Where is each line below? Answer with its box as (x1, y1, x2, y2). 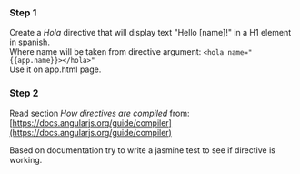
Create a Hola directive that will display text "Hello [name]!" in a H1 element (9, 27, 292, 38)
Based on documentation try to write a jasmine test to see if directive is (9, 144, 275, 156)
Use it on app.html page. (9, 64, 102, 75)
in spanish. (9, 36, 50, 47)
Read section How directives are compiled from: (9, 107, 190, 118)
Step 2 (9, 87, 39, 99)
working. (9, 154, 43, 165)
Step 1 (9, 6, 37, 19)
